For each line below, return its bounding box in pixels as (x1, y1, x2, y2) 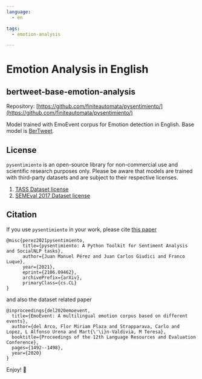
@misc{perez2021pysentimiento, (6, 237, 85, 243)
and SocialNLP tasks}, (6, 248, 64, 254)
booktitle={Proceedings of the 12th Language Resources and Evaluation (11, 334, 197, 340)
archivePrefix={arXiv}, (22, 274, 83, 281)
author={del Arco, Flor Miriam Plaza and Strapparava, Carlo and (11, 323, 180, 329)
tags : (6, 25, 20, 32)
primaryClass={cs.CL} (22, 280, 77, 286)
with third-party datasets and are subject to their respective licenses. (6, 174, 178, 181)
